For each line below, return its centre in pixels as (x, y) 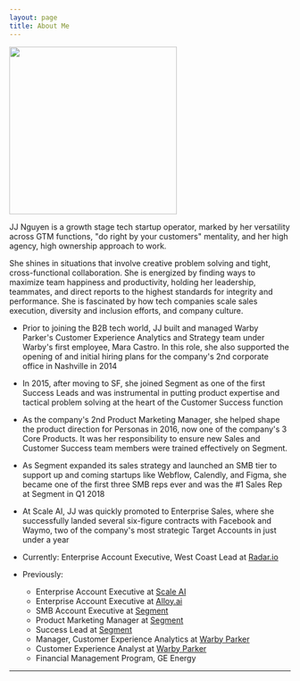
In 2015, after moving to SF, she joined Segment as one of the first (144, 383)
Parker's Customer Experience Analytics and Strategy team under (143, 337)
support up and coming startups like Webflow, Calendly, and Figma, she (154, 475)
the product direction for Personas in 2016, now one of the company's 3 (154, 429)
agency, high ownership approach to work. (88, 246)
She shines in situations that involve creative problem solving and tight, (140, 263)
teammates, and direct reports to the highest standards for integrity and (141, 291)
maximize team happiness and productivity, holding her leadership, (133, 282)
